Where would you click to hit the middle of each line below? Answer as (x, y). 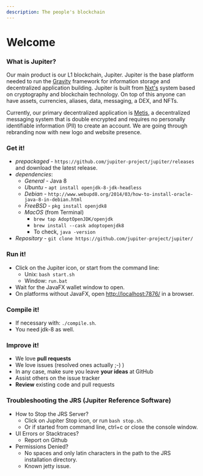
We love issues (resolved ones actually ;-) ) (70, 365)
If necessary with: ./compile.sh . (56, 323)
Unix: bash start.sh (50, 274)
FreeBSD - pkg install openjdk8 (65, 206)
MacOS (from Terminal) (54, 213)
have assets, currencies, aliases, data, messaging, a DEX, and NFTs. (92, 101)
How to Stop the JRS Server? (52, 414)
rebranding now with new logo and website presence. (74, 132)
